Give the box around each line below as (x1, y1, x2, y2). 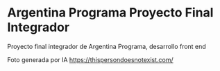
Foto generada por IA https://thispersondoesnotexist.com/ (7, 55, 174, 63)
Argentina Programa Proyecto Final (7, 5, 214, 21)
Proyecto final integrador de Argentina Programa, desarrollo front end (7, 42, 206, 50)
